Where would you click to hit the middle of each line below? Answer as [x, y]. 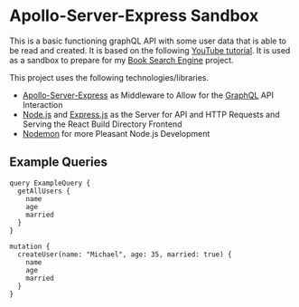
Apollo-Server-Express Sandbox [134, 16]
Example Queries [59, 163]
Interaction [42, 104]
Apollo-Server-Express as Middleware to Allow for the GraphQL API [148, 95]
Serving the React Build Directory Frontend [102, 124]
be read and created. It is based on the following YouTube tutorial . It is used [150, 50]
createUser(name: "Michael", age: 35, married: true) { [125, 254]
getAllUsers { [44, 191]
